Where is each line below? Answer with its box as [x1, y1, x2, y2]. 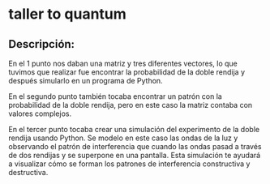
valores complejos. [8, 109, 71, 118]
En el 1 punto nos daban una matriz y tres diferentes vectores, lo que [8, 58, 238, 68]
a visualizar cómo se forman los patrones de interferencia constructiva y [8, 159, 251, 169]
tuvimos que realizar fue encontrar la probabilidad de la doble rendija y [8, 67, 246, 77]
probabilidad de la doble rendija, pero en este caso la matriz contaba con [8, 101, 253, 109]
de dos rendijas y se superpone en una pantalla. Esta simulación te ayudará [8, 151, 261, 160]
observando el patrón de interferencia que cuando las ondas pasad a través [8, 142, 262, 151]
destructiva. [8, 168, 49, 177]
